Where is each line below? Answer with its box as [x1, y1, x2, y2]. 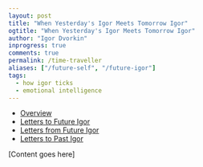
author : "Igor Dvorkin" [8, 34, 88, 43]
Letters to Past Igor [19, 134, 84, 144]
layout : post [8, 11, 52, 20]
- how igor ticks [15, 79, 74, 87]
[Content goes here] [8, 149, 75, 159]
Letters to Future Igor [19, 117, 91, 127]
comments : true [8, 49, 59, 57]
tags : [8, 71, 26, 79]
